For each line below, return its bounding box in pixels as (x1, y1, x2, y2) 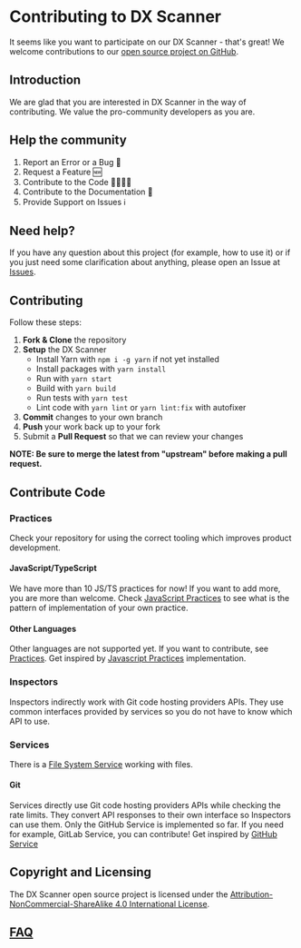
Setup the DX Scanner (22, 344, 107, 355)
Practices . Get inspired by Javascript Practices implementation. (9, 653, 247, 664)
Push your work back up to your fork (22, 421, 160, 432)
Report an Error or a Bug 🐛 (22, 156, 121, 167)
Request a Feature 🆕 (22, 166, 102, 177)
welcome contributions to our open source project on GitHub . (9, 45, 238, 56)
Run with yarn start (35, 373, 112, 384)
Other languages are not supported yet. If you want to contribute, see (9, 643, 269, 655)
